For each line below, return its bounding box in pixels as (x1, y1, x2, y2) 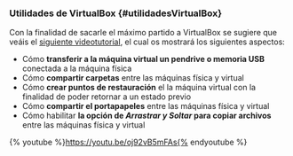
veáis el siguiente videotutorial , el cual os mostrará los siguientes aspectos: (9, 36, 286, 47)
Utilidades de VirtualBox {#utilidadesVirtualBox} (9, 7, 223, 19)
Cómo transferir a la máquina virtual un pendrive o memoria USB (21, 54, 265, 65)
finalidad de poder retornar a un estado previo (21, 91, 192, 102)
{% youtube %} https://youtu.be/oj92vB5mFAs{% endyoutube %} (9, 136, 248, 148)
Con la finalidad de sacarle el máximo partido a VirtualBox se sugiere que (9, 27, 278, 38)
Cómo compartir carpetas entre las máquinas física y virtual (21, 73, 244, 83)
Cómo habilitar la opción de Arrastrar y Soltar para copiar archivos (21, 110, 272, 121)
